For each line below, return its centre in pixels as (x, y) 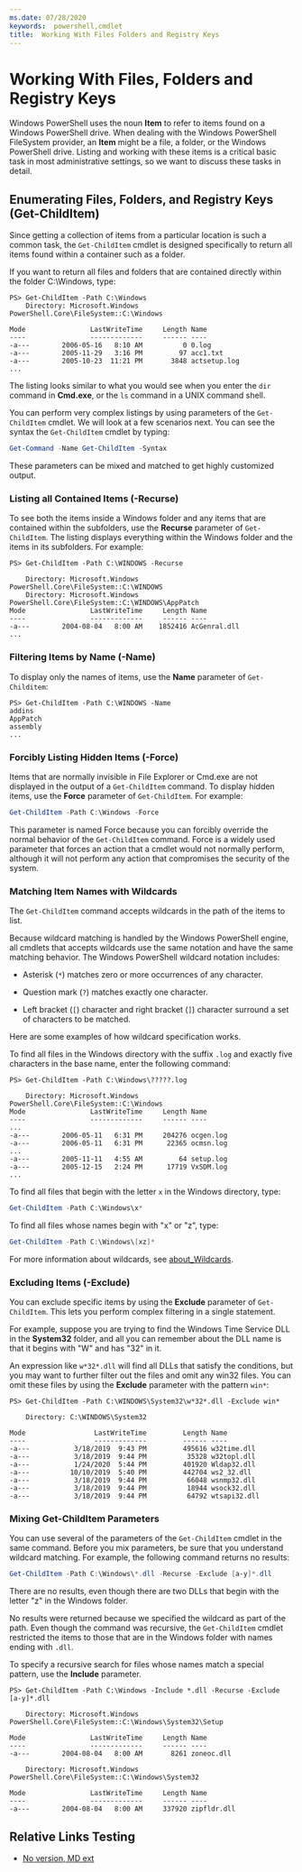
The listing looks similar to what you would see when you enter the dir (140, 386)
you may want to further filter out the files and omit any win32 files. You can (150, 1375)
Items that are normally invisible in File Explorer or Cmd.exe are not (134, 776)
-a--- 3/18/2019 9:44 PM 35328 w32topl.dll (133, 1457)
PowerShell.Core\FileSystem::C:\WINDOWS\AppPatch (105, 603)
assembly (26, 727)
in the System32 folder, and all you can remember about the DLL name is (146, 1339)
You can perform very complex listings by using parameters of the (132, 413)
